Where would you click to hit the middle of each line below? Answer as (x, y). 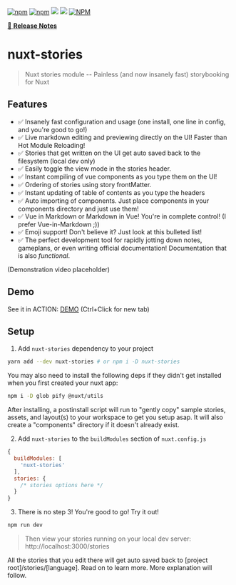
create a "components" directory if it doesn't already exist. (93, 425)
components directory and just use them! (78, 209)
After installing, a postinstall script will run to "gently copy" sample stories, (117, 410)
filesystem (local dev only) (56, 161)
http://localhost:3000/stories (67, 546)
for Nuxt (37, 81)
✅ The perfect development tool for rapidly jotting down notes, (110, 240)
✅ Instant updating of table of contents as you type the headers (111, 192)
